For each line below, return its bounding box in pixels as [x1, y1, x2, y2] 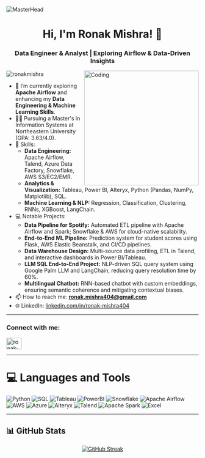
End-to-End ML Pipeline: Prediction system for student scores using [24, 234, 197, 242]
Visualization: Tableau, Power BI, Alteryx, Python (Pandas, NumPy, [24, 187, 194, 194]
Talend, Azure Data [24, 160, 73, 168]
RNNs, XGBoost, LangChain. [24, 205, 96, 213]
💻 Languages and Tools [6, 371, 131, 385]
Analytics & [24, 180, 55, 187]
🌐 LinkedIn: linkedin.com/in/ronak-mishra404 [15, 302, 130, 309]
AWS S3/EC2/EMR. [24, 173, 73, 180]
